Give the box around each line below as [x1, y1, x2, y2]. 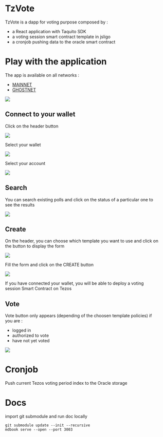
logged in [12, 328, 32, 333]
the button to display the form [5, 243, 65, 249]
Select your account [5, 160, 46, 166]
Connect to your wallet [5, 110, 75, 119]
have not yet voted [12, 338, 50, 344]
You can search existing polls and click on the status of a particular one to [5, 196, 153, 203]
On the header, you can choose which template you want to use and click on [5, 238, 159, 244]
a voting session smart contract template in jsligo [12, 34, 111, 40]
